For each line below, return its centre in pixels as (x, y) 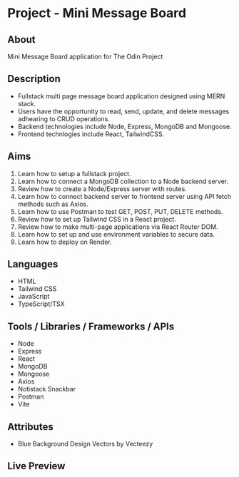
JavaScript (34, 297)
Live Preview (36, 466)
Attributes (30, 427)
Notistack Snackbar (47, 389)
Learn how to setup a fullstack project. (74, 173)
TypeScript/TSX (41, 304)
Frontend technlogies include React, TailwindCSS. (91, 134)
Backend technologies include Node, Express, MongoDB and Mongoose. (124, 126)
